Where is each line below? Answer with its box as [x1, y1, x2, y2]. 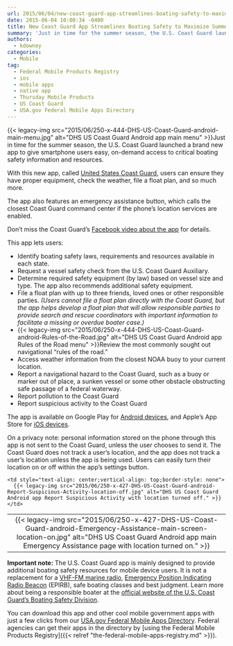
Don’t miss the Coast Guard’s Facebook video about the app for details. [7, 225, 212, 233]
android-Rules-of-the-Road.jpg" [17, 333, 110, 341]
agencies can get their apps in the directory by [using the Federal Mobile [7, 623, 215, 631]
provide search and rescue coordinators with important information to [17, 311, 218, 319]
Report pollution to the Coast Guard [17, 392, 119, 400]
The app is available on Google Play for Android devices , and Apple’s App [7, 412, 217, 421]
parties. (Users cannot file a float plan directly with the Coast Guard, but [17, 296, 225, 304]
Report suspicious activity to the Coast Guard [17, 399, 148, 408]
